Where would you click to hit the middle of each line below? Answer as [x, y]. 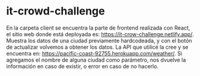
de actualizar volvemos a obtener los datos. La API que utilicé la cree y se [97, 47]
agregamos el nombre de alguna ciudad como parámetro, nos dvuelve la [96, 60]
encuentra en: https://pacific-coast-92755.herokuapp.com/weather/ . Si [94, 53]
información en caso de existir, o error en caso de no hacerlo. [83, 66]
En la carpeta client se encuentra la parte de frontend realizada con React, [98, 28]
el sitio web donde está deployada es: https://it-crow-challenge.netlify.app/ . [100, 34]
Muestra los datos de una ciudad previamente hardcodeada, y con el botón [99, 40]
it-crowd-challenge [56, 11]
